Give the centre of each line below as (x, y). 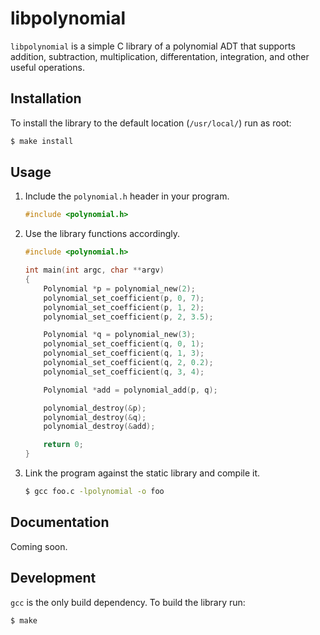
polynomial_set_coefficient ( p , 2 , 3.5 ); (128, 317)
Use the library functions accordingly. (102, 234)
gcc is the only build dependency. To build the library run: (128, 602)
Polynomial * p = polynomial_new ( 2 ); (119, 288)
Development (53, 578)
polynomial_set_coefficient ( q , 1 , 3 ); (124, 353)
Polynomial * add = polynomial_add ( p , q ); (130, 390)
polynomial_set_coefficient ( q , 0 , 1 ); (124, 344)
